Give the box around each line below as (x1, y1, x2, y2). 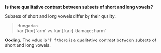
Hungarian (17, 23, 38, 28)
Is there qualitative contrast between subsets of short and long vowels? (5, 4, 153, 10)
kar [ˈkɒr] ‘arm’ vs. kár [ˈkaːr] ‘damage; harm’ (17, 28, 106, 33)
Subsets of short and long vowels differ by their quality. (5, 13, 116, 19)
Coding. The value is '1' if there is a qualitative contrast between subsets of (5, 37, 157, 43)
